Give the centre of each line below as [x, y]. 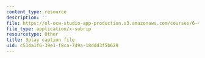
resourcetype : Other [33, 34]
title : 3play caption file [41, 40]
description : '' [27, 18]
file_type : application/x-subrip [49, 29]
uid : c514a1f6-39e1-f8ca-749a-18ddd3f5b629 [63, 46]
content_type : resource [37, 12]
